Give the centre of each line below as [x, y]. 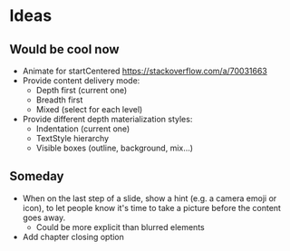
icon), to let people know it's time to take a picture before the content [151, 208]
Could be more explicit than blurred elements [121, 227]
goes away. [44, 217]
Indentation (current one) [83, 129]
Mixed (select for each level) [89, 109]
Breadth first [59, 100]
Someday [37, 176]
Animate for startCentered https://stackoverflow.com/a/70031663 [145, 71]
